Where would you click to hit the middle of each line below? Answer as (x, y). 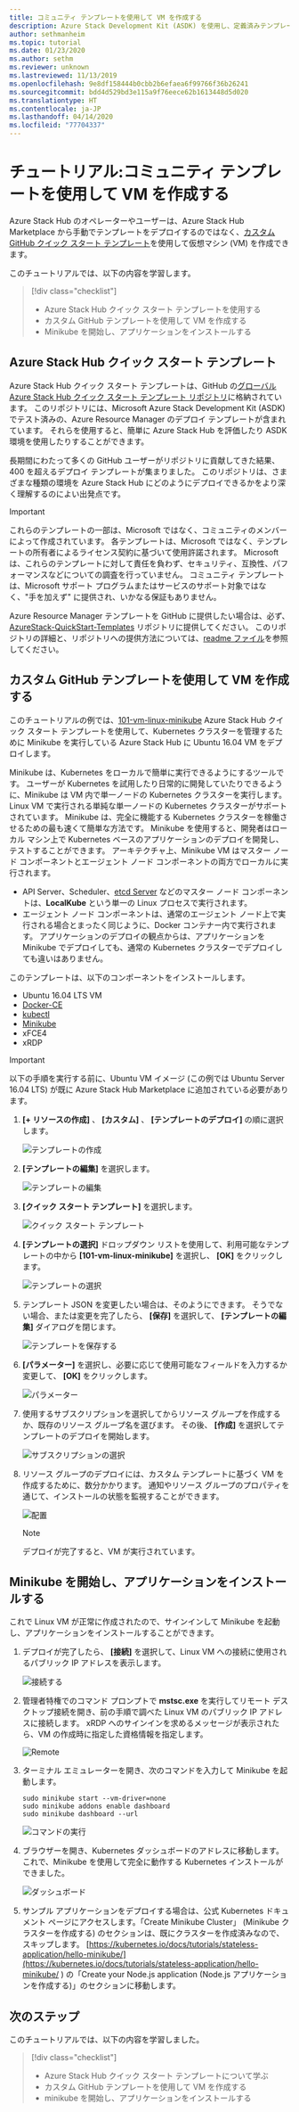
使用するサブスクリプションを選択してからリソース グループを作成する (151, 1413)
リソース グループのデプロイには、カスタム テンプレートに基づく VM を (153, 1474)
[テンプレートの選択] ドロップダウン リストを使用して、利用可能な (144, 1244)
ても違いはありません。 (65, 958)
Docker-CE (42, 1005)
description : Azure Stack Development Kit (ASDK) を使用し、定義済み (135, 26)
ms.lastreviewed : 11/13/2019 (63, 76)
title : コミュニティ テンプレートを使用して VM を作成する (106, 17)
